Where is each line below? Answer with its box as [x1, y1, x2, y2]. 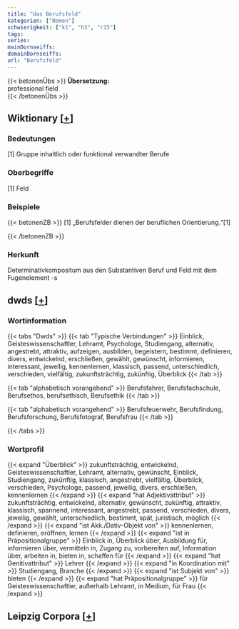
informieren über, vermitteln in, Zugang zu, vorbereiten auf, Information [7, 544, 217, 553]
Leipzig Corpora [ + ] [7, 610, 96, 622]
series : [7, 37, 31, 44]
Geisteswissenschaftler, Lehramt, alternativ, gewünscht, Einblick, [7, 468, 198, 477]
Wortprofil [7, 444, 44, 454]
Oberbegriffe [7, 168, 54, 178]
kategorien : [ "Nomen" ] [7, 17, 75, 24]
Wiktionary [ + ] [7, 112, 73, 125]
